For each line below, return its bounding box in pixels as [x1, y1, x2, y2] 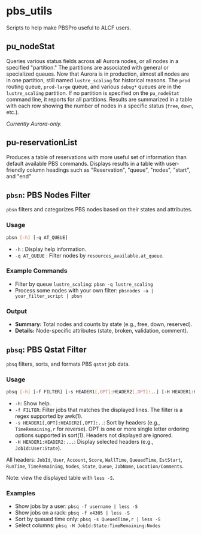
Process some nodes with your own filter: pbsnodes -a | [14, 286, 154, 294]
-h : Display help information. [14, 245, 87, 253]
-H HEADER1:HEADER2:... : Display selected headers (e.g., [14, 438, 154, 446]
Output [6, 307, 28, 315]
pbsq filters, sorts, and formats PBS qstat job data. [6, 360, 130, 367]
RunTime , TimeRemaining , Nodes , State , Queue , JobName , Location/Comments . [6, 462, 184, 470]
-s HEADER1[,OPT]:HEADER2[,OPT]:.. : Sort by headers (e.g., [14, 419, 160, 426]
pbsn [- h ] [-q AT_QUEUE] [6, 234, 68, 241]
